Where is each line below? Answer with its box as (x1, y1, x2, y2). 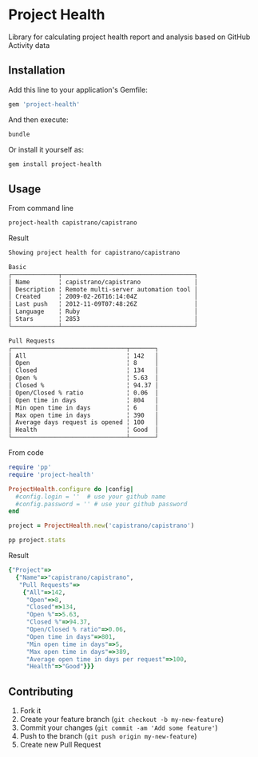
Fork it (19, 706, 42, 715)
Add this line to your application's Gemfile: (8, 85, 148, 94)
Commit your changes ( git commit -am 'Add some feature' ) (19, 723, 218, 732)
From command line (8, 204, 74, 213)
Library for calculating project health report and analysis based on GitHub (8, 32, 251, 42)
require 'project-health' (8, 470, 94, 478)
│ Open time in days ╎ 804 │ (8, 396, 159, 404)
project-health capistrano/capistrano (8, 219, 137, 227)
